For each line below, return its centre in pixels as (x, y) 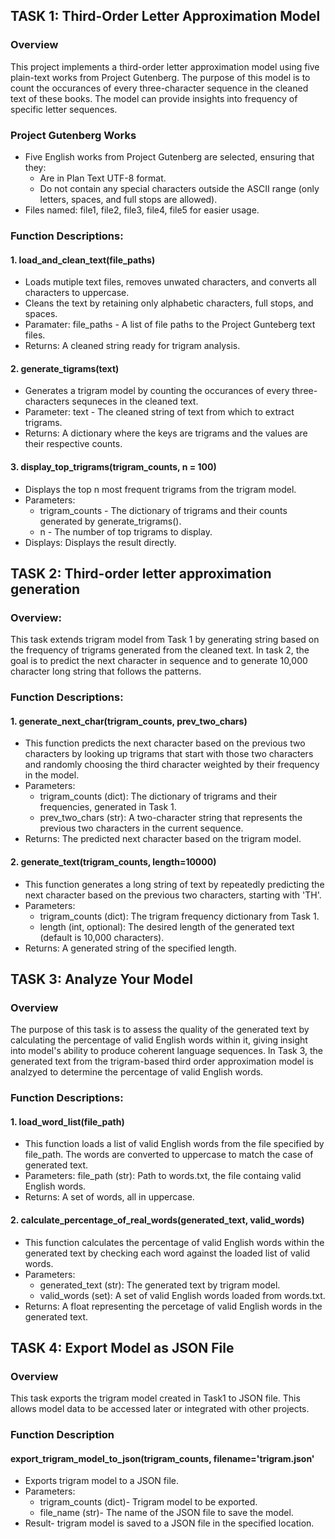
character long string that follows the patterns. (106, 671)
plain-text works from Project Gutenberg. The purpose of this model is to (160, 77)
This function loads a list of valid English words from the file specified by (174, 1144)
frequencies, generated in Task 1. (108, 807)
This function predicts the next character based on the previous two (165, 743)
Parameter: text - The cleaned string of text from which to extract (159, 412)
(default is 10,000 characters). (102, 937)
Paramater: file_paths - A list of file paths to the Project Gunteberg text (170, 325)
